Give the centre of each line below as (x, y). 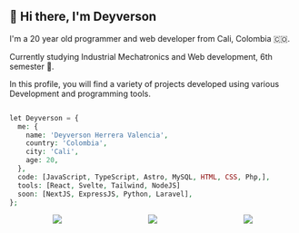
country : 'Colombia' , (66, 143)
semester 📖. (32, 66)
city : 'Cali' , (52, 152)
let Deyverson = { (44, 118)
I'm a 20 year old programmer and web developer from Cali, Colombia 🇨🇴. (150, 38)
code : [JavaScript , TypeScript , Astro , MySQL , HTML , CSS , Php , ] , (144, 177)
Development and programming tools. (80, 93)
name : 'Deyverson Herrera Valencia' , (97, 135)
